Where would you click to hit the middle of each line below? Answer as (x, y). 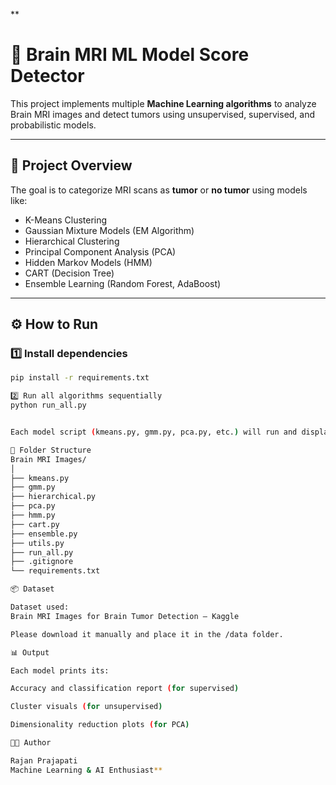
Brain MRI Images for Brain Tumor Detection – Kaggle (125, 616)
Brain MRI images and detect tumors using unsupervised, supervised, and (163, 114)
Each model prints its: (60, 670)
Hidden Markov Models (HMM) (88, 262)
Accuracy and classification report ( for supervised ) (125, 689)
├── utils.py (37, 543)
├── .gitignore (42, 562)
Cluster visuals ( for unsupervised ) (86, 707)
